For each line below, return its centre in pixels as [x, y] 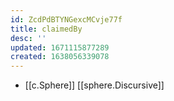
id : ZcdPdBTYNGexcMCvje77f [66, 19]
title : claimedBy [46, 29]
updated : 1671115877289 [60, 47]
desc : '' [28, 38]
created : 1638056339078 [60, 57]
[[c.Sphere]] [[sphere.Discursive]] [94, 85]
